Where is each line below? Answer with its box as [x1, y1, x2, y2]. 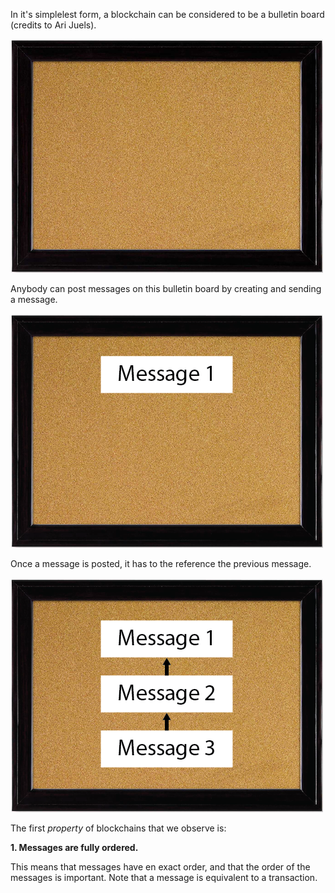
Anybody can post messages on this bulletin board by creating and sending [10, 283, 322, 294]
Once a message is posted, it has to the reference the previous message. [10, 558, 312, 569]
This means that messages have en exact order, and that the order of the [10, 861, 311, 873]
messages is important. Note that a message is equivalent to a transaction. [10, 872, 318, 883]
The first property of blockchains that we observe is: [10, 822, 227, 834]
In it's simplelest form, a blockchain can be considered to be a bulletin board [10, 9, 325, 20]
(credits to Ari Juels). [10, 19, 97, 31]
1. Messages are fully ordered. [10, 842, 139, 853]
